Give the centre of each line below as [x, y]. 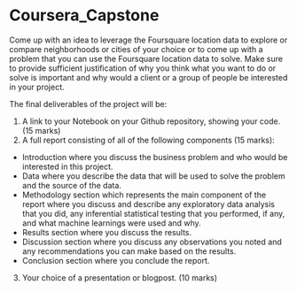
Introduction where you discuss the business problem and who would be [155, 157]
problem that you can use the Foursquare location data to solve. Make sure [146, 58]
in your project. [37, 87]
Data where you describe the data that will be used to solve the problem [153, 176]
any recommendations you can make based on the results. [129, 251]
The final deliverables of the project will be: [88, 104]
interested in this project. [67, 166]
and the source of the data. [72, 185]
